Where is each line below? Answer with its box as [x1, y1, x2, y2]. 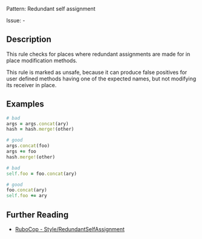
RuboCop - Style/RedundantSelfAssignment [15, 225, 125, 232]
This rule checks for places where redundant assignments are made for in [6, 50, 191, 57]
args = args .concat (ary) [6, 120, 69, 126]
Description [6, 34, 51, 45]
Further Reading [6, 209, 69, 220]
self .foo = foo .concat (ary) [6, 171, 77, 177]
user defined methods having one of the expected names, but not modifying [6, 75, 197, 82]
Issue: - [6, 17, 25, 24]
